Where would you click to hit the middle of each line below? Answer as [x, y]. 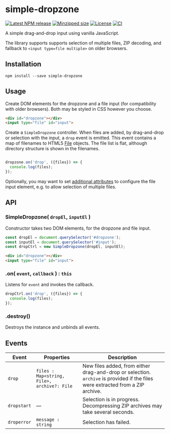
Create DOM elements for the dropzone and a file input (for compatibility [81, 103]
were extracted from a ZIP [114, 385]
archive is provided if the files [118, 379]
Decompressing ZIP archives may [122, 406]
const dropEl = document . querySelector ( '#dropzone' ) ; [63, 237]
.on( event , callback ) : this [39, 273]
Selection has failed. [107, 422]
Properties [57, 358]
